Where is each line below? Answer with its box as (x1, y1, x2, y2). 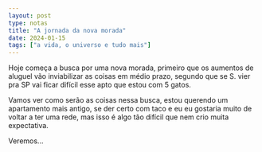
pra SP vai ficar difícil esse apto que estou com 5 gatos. (8, 80, 191, 90)
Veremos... (8, 136, 44, 146)
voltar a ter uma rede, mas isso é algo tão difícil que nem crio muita (8, 112, 229, 122)
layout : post (8, 11, 52, 20)
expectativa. (8, 121, 49, 131)
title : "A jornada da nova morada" (8, 26, 127, 34)
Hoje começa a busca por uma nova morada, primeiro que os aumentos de (8, 63, 254, 72)
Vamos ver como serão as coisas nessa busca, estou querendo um (8, 95, 229, 105)
